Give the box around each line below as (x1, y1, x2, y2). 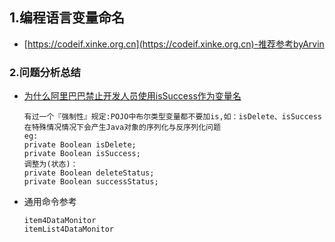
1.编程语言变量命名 (9, 9, 126, 27)
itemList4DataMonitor (23, 224, 114, 235)
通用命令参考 (23, 196, 77, 208)
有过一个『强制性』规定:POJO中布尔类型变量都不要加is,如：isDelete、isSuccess (23, 112, 323, 122)
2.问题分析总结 (9, 65, 81, 79)
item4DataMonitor (23, 216, 97, 226)
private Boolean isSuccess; (23, 149, 141, 159)
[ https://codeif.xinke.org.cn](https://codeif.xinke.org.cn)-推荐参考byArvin (23, 38, 325, 50)
